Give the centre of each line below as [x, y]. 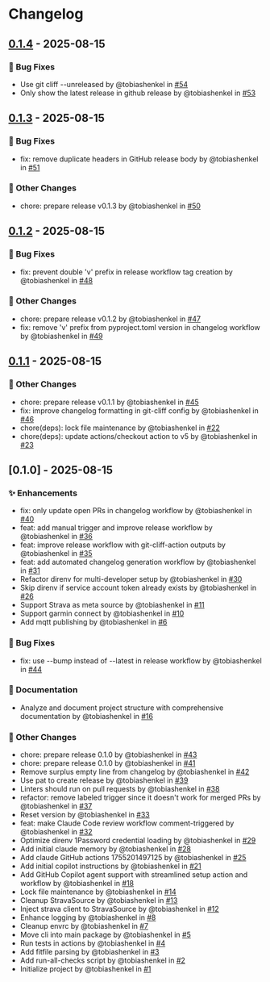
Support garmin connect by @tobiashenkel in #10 [102, 613]
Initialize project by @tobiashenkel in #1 [85, 969]
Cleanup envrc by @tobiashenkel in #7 [84, 926]
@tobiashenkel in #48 [56, 280]
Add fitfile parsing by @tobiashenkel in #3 [89, 952]
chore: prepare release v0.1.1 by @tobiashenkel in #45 [109, 402]
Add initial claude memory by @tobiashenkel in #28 [106, 849]
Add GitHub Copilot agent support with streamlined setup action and [134, 875]
